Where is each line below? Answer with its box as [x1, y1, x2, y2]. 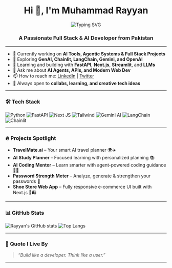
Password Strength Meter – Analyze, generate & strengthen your [12, 173, 151, 179]
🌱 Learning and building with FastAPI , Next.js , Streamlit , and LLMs [12, 61, 155, 68]
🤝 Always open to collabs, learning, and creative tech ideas [12, 80, 141, 87]
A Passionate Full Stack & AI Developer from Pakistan [18, 34, 154, 42]
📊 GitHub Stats [5, 209, 45, 216]
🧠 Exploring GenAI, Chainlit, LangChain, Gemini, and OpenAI [12, 56, 143, 63]
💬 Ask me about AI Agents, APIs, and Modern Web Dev [12, 67, 131, 73]
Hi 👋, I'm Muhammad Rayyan [24, 5, 148, 16]
